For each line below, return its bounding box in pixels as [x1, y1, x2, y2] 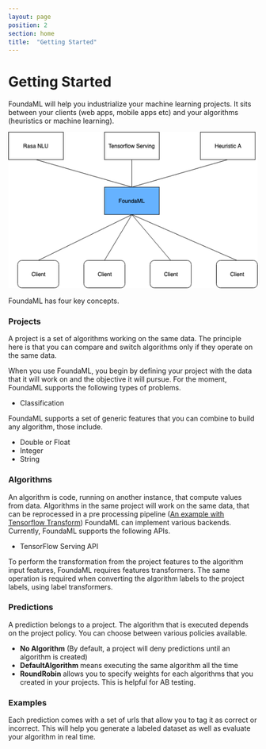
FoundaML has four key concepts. [8, 296, 120, 305]
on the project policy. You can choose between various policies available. [8, 628, 248, 638]
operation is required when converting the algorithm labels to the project [8, 574, 245, 583]
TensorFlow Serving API [19, 541, 99, 551]
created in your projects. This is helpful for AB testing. [19, 677, 196, 686]
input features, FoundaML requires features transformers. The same [8, 565, 230, 574]
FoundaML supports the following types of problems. [8, 383, 181, 393]
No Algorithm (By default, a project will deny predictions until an [19, 643, 230, 653]
